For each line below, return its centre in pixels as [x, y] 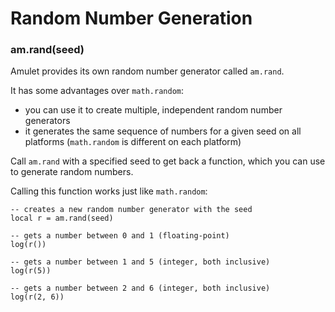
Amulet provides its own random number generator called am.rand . [147, 71]
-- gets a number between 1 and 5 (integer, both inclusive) [140, 262]
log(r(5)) [31, 271]
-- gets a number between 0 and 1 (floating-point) [120, 236]
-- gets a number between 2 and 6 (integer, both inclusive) [140, 288]
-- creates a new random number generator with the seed [131, 210]
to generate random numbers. [72, 172]
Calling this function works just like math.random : [109, 191]
